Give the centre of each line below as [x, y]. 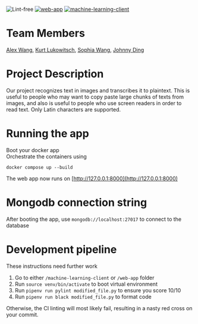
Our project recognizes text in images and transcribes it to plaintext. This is [98, 90]
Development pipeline [62, 249]
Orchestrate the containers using [47, 156]
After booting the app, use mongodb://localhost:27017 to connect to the [94, 219]
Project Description [55, 74]
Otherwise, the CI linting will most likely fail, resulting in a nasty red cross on [99, 308]
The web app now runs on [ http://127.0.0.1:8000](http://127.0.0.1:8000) [92, 178]
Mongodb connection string [77, 202]
